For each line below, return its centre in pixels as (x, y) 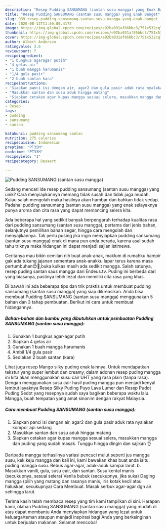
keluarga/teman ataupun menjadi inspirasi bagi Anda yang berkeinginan (78, 517)
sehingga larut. (20, 491)
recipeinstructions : (26, 83)
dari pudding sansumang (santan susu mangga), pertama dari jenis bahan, (81, 225)
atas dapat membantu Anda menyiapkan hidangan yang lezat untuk (74, 512)
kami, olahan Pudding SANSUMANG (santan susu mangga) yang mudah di (81, 506)
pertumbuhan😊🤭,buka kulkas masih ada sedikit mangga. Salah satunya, (79, 266)
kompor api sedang (32, 427)
